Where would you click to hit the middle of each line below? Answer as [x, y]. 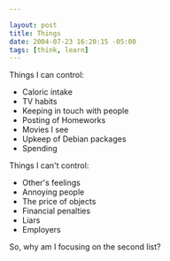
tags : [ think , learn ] [49, 50]
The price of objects [59, 202]
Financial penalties [56, 211]
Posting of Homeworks [64, 120]
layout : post [33, 25]
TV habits [39, 102]
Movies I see [45, 130]
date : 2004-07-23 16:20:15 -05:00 [73, 42]
